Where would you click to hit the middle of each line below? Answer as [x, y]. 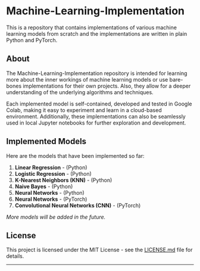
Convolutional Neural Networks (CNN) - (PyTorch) [78, 205]
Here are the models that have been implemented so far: [75, 155]
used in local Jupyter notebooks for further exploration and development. [96, 123]
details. [15, 256]
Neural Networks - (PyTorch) [51, 199]
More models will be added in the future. [56, 217]
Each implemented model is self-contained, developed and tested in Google [99, 104]
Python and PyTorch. [32, 40]
